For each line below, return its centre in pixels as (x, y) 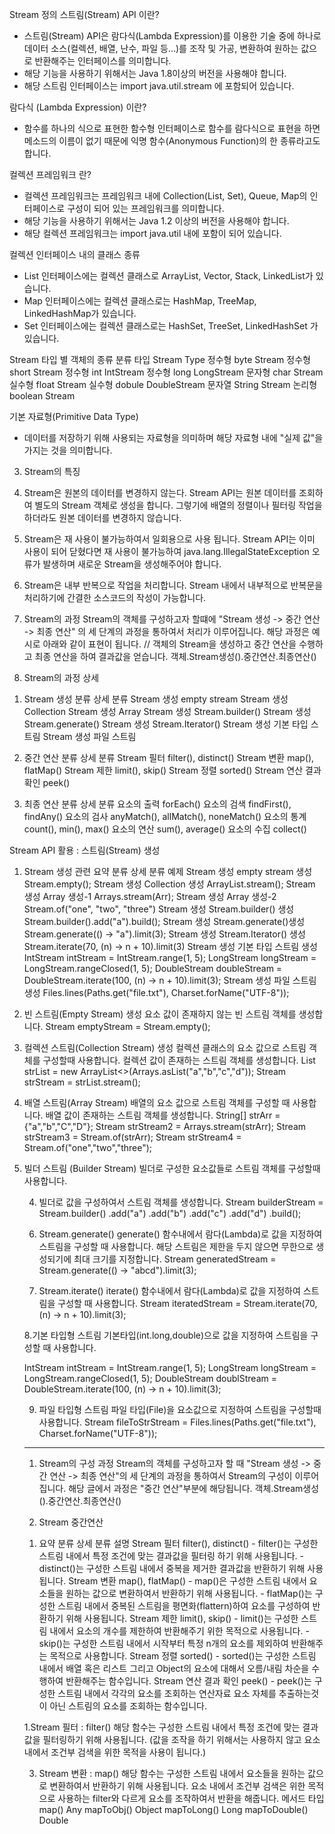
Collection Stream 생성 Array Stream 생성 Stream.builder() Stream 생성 (167, 711)
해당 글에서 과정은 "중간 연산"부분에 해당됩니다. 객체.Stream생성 (194, 1488)
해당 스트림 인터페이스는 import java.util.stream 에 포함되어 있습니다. (159, 86)
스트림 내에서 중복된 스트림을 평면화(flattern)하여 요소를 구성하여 (184, 1606)
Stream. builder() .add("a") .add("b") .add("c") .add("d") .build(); (170, 1213)
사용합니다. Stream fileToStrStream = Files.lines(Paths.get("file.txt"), (177, 1422)
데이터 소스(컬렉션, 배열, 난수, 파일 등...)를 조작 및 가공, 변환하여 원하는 (161, 48)
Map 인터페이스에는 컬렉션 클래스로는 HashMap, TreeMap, (140, 301)
